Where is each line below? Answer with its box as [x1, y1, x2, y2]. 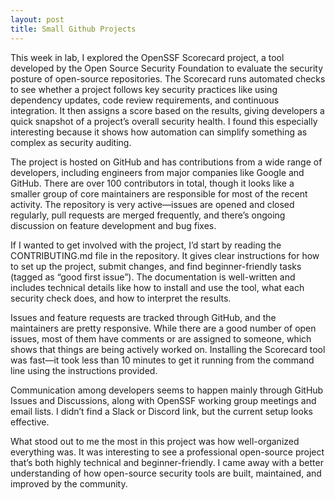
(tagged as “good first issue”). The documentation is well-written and [10, 271, 296, 283]
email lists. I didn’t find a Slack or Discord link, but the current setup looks [10, 405, 313, 417]
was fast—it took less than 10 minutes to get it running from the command [10, 354, 315, 366]
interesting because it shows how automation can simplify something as [10, 126, 308, 138]
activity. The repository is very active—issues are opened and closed [10, 198, 295, 210]
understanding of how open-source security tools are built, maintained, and [10, 467, 322, 479]
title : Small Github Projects [10, 24, 137, 34]
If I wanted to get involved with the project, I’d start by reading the [10, 239, 282, 251]
